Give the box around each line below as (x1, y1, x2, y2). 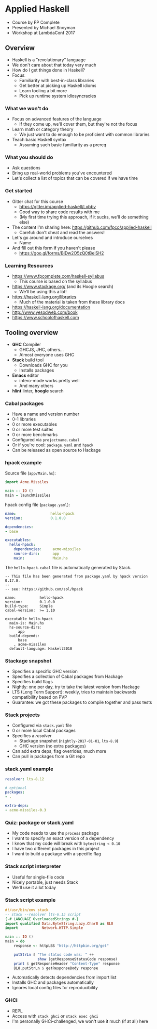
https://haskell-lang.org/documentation (12, 304, 90, 310)
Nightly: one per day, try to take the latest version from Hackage (12, 684, 140, 690)
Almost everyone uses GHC (19, 352, 74, 357)
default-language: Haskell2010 (9, 646, 72, 651)
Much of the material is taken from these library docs (19, 299, 125, 304)
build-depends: (9, 633, 40, 638)
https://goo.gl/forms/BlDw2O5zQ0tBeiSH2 (19, 250, 104, 256)
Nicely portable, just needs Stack (12, 879, 78, 885)
